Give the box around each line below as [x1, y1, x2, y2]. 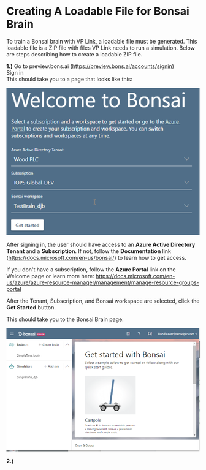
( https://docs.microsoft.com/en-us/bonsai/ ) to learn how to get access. [6, 254, 187, 262]
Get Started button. [6, 304, 56, 311]
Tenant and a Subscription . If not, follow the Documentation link [6, 248, 172, 255]
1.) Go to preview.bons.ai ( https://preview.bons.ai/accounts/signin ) [6, 63, 175, 70]
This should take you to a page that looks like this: [6, 75, 133, 83]
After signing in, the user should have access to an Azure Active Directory [6, 241, 196, 249]
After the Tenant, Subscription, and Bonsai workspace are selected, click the [6, 297, 200, 305]
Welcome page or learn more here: [6, 273, 94, 280]
